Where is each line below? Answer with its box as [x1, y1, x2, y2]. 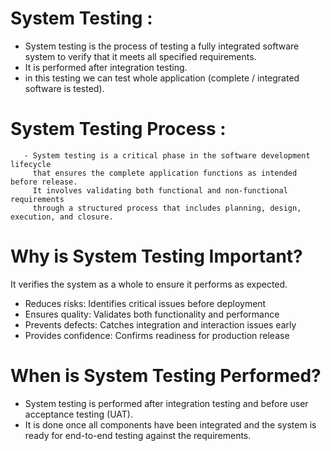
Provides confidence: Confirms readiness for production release [24, 329, 290, 341]
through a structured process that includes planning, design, [32, 203, 302, 213]
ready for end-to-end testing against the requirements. [24, 429, 252, 441]
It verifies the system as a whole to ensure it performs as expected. [10, 278, 288, 290]
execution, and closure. [10, 212, 114, 222]
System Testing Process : [10, 118, 227, 141]
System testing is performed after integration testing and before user [24, 397, 309, 409]
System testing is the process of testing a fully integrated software [24, 40, 300, 52]
